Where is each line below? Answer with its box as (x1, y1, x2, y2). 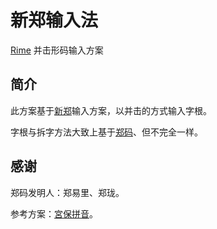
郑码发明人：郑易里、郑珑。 (10, 186, 125, 198)
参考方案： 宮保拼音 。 (10, 207, 98, 220)
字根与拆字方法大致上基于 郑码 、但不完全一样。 (10, 126, 203, 138)
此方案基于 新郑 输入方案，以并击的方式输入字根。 (10, 104, 212, 116)
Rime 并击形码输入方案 (10, 44, 104, 56)
